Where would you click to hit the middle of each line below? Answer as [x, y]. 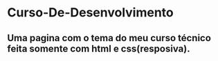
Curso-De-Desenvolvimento [91, 13]
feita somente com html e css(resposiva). [99, 48]
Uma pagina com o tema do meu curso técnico [109, 38]
